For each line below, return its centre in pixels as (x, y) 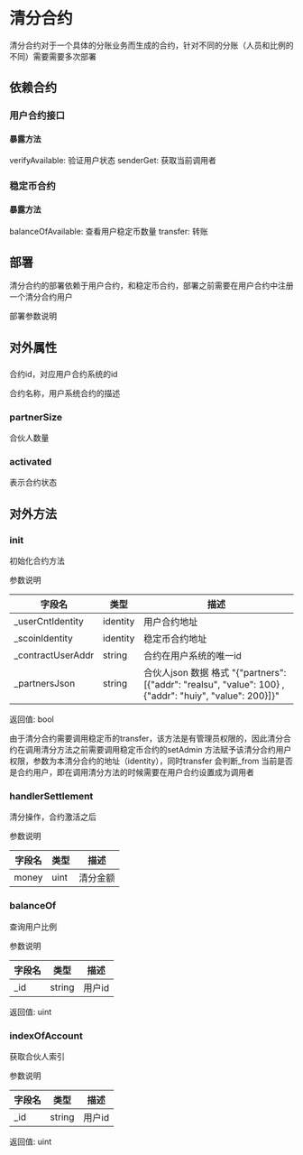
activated (31, 461)
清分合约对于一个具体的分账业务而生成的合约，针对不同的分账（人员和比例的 (151, 45)
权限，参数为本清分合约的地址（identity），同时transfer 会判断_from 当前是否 (151, 761)
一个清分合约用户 (41, 297)
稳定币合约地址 (175, 639)
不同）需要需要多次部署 (53, 56)
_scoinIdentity (44, 638)
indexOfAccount (46, 1036)
